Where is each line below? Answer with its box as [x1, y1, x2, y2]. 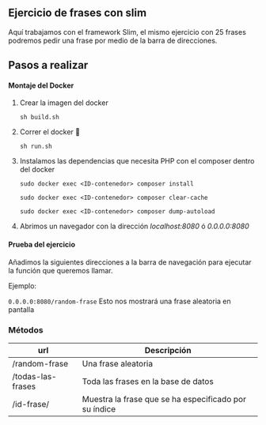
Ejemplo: [8, 280, 37, 291]
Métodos [8, 324, 44, 335]
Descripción [144, 344, 192, 355]
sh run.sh [19, 142, 53, 151]
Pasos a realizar [8, 58, 89, 72]
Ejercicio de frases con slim [8, 6, 147, 20]
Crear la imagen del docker [19, 98, 108, 107]
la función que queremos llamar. [8, 265, 113, 275]
